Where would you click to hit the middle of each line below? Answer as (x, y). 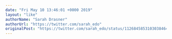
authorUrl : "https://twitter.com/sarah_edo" (53, 24)
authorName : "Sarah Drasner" (36, 19)
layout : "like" (21, 15)
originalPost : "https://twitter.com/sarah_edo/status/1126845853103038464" (88, 29)
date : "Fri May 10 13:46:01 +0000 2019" (49, 10)
